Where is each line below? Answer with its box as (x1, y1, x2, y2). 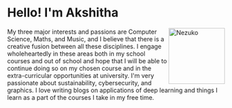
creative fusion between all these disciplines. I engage (7, 42, 162, 50)
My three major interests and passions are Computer (7, 28, 157, 36)
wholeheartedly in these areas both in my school (7, 50, 146, 58)
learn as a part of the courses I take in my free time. (7, 93, 155, 101)
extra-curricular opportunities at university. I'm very (7, 71, 155, 80)
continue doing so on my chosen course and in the (7, 64, 152, 72)
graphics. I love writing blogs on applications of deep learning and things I (7, 86, 218, 94)
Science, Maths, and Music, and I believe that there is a (7, 34, 164, 43)
